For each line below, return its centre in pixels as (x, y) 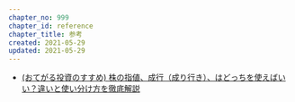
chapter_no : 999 (39, 17)
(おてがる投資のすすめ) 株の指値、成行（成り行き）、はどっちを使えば (149, 78)
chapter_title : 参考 (45, 34)
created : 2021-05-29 (47, 42)
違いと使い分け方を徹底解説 (89, 89)
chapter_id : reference (51, 26)
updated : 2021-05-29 (47, 51)
